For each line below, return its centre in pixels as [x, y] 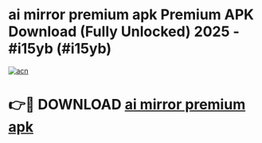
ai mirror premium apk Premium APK [131, 15]
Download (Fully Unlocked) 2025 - [124, 32]
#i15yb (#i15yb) [60, 49]
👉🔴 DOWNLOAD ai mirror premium [127, 105]
